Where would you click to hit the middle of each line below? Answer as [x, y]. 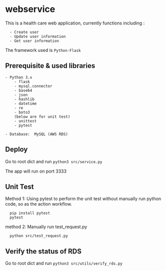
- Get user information [34, 41]
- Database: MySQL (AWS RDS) [37, 134]
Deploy [16, 149]
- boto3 [22, 112]
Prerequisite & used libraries [50, 66]
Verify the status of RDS [43, 251]
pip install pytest [30, 213]
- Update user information [38, 36]
